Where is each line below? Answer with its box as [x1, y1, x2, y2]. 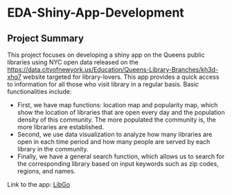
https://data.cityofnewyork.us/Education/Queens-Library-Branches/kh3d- [7, 66, 219, 73]
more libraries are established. [17, 123, 105, 131]
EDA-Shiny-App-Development [7, 5, 185, 21]
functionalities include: [7, 88, 72, 95]
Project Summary [7, 32, 84, 44]
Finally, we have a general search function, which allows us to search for [17, 152, 225, 160]
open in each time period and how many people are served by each [17, 138, 211, 146]
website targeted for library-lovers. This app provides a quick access [23, 73, 220, 81]
